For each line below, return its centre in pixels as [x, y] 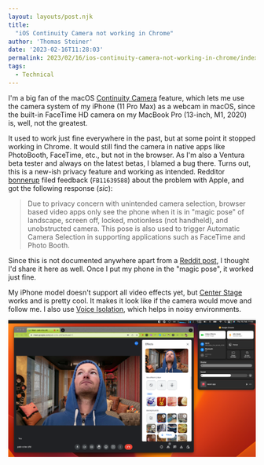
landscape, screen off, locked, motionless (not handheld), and [128, 220]
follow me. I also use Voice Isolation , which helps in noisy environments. [125, 309]
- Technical [35, 75]
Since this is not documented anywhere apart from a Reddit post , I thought [129, 260]
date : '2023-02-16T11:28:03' [56, 50]
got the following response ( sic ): [60, 188]
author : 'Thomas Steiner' [50, 42]
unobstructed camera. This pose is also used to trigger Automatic [134, 229]
